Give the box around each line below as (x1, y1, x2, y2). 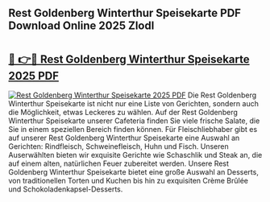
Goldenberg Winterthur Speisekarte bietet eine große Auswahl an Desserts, (8, 167, 260, 176)
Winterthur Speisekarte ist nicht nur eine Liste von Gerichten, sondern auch (8, 99, 260, 108)
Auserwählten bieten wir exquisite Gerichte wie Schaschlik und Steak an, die (8, 150, 263, 159)
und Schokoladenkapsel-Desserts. (8, 184, 123, 194)
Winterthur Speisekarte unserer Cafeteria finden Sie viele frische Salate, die (8, 116, 260, 126)
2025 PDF (8, 68, 59, 83)
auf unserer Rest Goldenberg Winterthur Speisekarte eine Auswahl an (8, 133, 240, 142)
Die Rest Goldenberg (187, 90, 256, 100)
